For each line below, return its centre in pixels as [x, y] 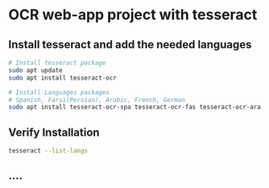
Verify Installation [54, 132]
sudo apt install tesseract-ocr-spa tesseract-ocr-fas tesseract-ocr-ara [135, 107]
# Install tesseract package [57, 63]
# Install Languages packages [59, 92]
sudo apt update [35, 70]
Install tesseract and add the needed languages [130, 45]
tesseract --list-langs [48, 151]
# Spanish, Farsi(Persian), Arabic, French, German [97, 100]
